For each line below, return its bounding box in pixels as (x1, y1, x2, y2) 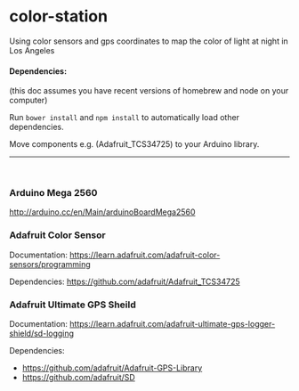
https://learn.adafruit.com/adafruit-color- (69, 249, 221, 260)
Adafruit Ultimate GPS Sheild (9, 298, 136, 311)
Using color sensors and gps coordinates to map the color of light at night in (9, 36, 289, 46)
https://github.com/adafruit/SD (21, 372, 135, 383)
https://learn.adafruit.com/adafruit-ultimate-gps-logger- (69, 319, 276, 330)
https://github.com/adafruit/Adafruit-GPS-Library (21, 362, 203, 373)
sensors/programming (9, 258, 91, 269)
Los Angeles (9, 45, 55, 55)
